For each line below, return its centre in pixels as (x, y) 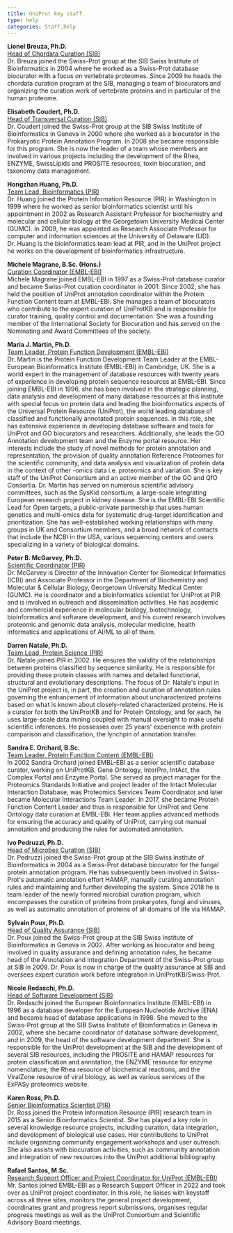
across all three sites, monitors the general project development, (99, 1200)
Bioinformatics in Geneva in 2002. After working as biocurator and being (111, 945)
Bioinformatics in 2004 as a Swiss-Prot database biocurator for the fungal (113, 865)
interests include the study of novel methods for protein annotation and (109, 448)
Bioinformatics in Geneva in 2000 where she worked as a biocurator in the (114, 134)
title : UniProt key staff (45, 14)
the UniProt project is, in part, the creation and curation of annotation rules (114, 690)
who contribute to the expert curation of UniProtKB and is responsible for (112, 309)
